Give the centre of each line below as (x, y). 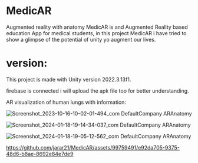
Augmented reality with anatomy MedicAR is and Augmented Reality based (97, 27)
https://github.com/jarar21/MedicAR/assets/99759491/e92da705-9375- (93, 147)
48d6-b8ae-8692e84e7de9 (40, 154)
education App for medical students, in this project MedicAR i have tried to (96, 33)
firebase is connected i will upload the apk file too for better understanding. (98, 91)
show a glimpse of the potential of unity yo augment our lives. (81, 39)
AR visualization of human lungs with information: (66, 102)
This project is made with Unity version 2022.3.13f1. (69, 79)
